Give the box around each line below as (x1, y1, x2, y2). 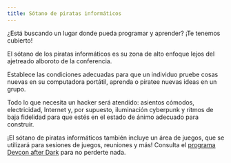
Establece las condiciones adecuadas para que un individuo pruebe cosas (7, 70, 219, 78)
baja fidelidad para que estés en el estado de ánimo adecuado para (7, 113, 199, 121)
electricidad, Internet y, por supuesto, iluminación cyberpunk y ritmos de (7, 105, 214, 113)
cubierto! (7, 36, 33, 45)
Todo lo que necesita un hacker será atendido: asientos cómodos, (7, 98, 195, 107)
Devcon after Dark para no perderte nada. (7, 148, 126, 156)
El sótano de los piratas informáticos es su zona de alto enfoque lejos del (7, 50, 215, 58)
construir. (7, 120, 34, 128)
